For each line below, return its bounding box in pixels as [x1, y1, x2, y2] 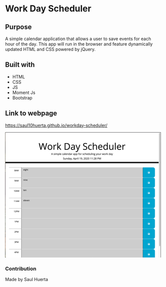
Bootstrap [12, 95, 33, 100]
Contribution [5, 265, 37, 272]
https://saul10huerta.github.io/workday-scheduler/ [5, 122, 108, 128]
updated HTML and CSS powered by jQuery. [5, 47, 96, 52]
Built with [5, 60, 35, 69]
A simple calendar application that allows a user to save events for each [5, 36, 152, 42]
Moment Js [12, 90, 36, 96]
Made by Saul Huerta [5, 277, 48, 283]
